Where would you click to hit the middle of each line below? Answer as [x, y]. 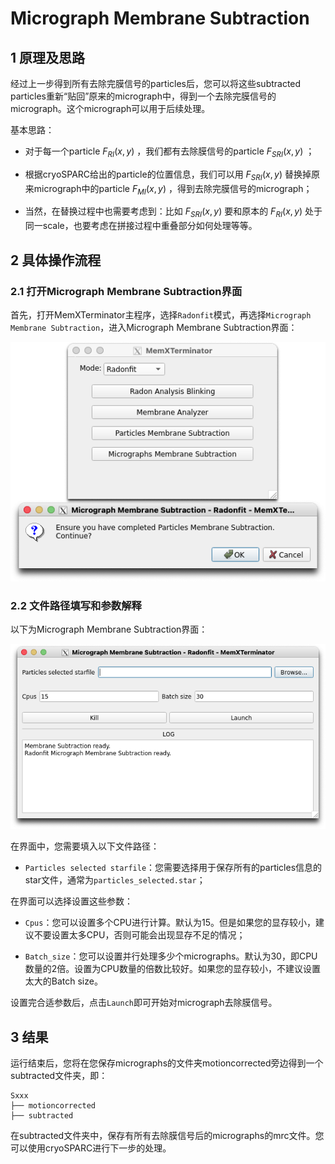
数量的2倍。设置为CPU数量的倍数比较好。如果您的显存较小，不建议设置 [172, 969]
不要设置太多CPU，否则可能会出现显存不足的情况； [139, 935]
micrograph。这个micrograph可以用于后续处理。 [110, 108]
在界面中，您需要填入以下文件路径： [85, 846]
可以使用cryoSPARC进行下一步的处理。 [91, 1148]
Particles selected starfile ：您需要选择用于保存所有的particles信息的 [173, 868]
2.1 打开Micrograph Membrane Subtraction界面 [126, 291]
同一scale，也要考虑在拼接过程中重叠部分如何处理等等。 [141, 226]
